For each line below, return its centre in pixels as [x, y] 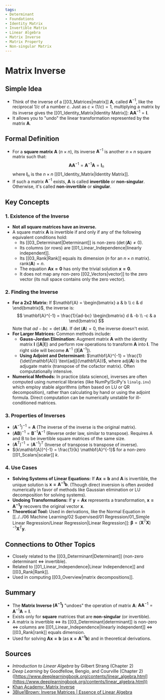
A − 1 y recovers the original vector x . [48, 506]
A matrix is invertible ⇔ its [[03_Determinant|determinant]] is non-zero [84, 622]
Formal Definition [32, 139]
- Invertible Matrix [26, 28]
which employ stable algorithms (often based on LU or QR [71, 387]
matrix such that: [29, 157]
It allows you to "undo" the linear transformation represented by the [81, 118]
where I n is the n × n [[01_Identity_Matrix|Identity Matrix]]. [71, 175]
